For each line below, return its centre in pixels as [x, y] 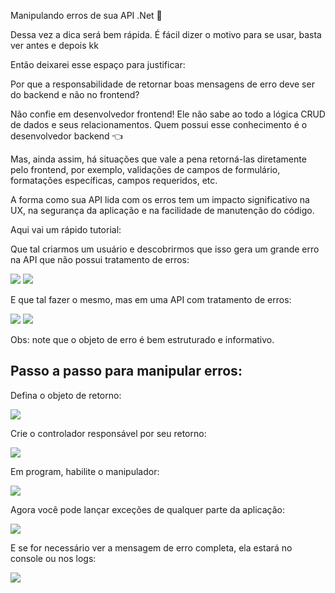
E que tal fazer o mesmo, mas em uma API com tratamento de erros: [151, 299]
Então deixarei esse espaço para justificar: [98, 64]
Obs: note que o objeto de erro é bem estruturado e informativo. [142, 339]
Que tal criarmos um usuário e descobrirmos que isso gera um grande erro [165, 249]
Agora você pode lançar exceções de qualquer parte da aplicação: [147, 509]
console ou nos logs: [53, 558]
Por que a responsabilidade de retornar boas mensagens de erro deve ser [162, 84]
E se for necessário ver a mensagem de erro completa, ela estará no [151, 547]
